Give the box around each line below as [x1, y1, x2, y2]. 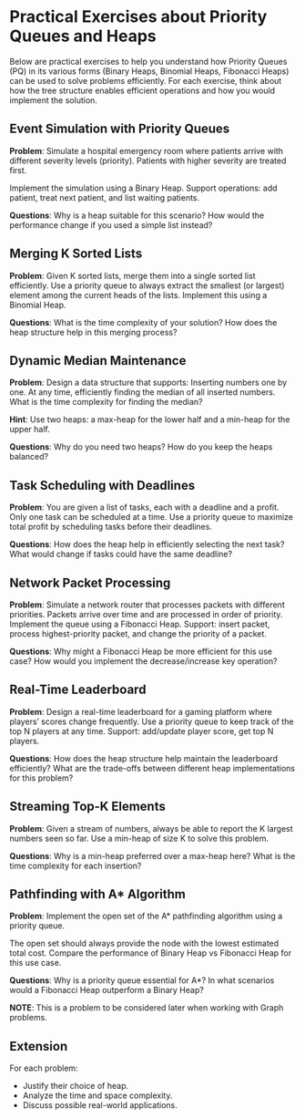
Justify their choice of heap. [22, 1081, 129, 1092]
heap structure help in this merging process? [9, 326, 178, 337]
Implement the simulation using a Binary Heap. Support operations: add [9, 182, 278, 193]
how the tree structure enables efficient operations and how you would [9, 85, 276, 96]
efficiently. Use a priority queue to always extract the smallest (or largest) [9, 280, 285, 291]
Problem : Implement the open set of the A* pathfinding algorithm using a [9, 910, 283, 922]
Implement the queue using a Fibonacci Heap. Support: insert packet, [9, 618, 270, 629]
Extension [9, 1038, 68, 1054]
